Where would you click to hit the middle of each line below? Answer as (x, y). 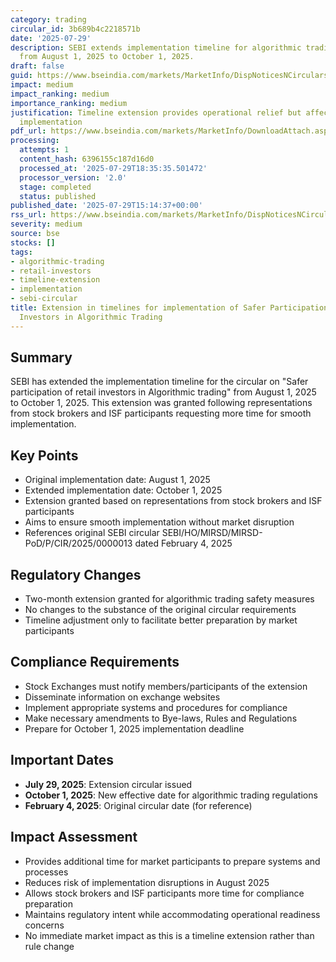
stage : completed (55, 187)
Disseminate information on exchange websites (122, 697)
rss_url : (28, 215)
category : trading (48, 19)
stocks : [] (33, 242)
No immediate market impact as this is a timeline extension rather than (169, 935)
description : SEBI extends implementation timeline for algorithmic (156, 47)
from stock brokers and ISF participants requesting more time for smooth (161, 413)
